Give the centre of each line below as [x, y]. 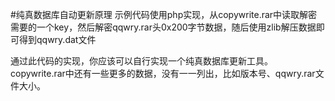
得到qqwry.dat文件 [57, 39]
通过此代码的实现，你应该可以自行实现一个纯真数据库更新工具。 [141, 61]
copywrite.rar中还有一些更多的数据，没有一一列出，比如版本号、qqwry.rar [163, 73]
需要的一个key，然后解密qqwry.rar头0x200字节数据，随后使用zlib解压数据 [163, 27]
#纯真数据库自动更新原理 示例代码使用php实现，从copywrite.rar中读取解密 [164, 14]
